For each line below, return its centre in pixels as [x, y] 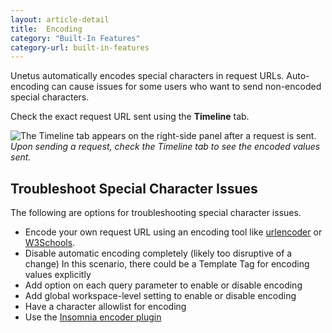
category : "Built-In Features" [75, 38]
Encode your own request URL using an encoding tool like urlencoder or [173, 232]
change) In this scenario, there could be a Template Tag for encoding [167, 264]
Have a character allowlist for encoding [105, 307]
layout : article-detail [60, 19]
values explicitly [58, 275]
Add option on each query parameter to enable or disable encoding [163, 285]
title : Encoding [46, 29]
